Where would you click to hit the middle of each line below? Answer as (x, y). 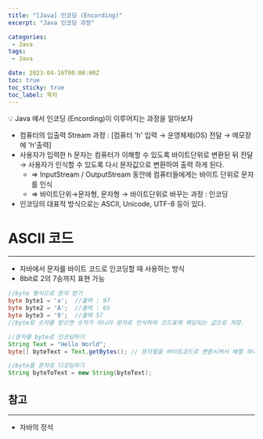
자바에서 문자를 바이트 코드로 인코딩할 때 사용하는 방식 (102, 269)
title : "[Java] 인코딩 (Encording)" (65, 15)
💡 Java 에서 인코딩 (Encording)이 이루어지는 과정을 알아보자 (101, 118)
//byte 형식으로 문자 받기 (45, 294)
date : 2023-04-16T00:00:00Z (54, 73)
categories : (27, 37)
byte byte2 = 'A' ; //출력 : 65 (59, 308)
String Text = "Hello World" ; (58, 344)
